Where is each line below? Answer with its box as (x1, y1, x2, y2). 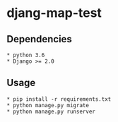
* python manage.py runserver (6, 108, 96, 115)
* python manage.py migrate (6, 102, 90, 109)
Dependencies (6, 33, 72, 45)
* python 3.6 (6, 51, 45, 59)
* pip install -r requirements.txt (6, 95, 112, 103)
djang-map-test (6, 5, 102, 21)
